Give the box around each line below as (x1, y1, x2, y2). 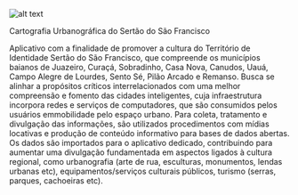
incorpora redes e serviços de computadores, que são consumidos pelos (9, 100, 278, 110)
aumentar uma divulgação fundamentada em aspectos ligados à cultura (9, 147, 273, 158)
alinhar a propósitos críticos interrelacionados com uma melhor (9, 81, 241, 91)
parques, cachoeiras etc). (9, 175, 104, 186)
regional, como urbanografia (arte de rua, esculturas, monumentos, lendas (9, 157, 283, 167)
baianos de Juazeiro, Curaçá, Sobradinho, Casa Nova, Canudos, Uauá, (9, 62, 269, 72)
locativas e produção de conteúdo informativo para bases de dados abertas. (9, 128, 290, 138)
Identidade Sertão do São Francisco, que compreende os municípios (9, 53, 261, 62)
